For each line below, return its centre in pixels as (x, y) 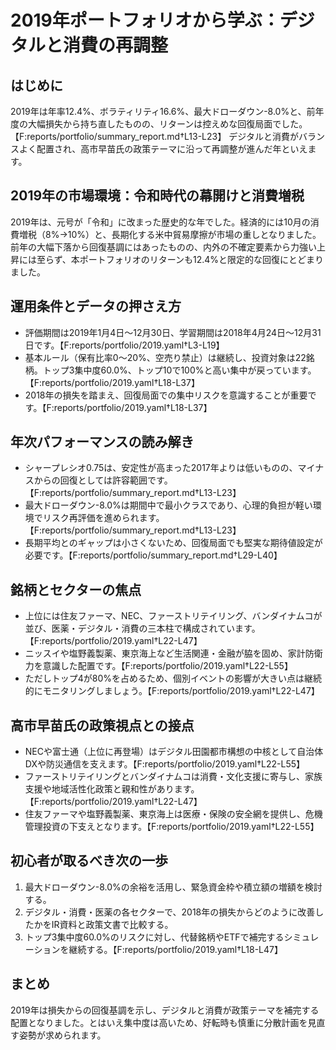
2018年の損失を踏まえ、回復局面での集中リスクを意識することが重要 (166, 395)
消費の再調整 (116, 45)
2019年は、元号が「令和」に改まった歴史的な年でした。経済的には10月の (160, 222)
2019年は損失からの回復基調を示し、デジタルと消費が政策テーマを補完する (165, 1010)
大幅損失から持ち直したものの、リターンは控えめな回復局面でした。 (167, 124)
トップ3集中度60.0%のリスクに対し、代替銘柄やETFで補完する (154, 937)
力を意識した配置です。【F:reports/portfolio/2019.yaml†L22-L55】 (158, 666)
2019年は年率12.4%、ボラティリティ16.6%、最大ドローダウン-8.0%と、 (158, 111)
